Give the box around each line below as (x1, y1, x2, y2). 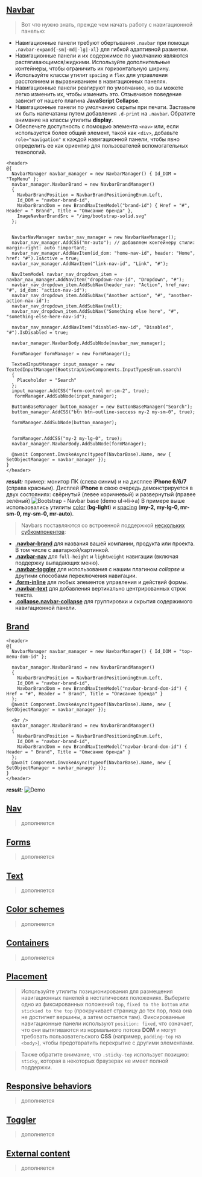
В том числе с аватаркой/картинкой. (14, 546, 110, 553)
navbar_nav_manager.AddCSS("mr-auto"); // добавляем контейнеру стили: (11, 239, 196, 246)
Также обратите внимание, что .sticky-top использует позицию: (21, 1051, 189, 1058)
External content (6, 1148, 71, 1158)
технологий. (14, 148, 46, 156)
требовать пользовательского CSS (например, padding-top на (21, 1032, 181, 1040)
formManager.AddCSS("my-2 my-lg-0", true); (11, 435, 122, 441)
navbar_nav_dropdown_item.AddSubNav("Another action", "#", (11, 292, 166, 298)
